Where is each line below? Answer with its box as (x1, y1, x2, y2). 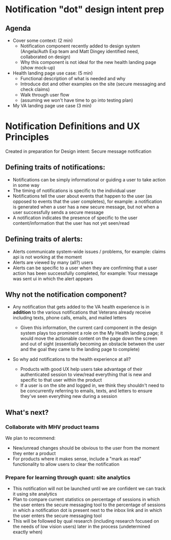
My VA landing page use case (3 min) (12, 103, 92, 108)
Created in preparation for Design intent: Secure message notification (5, 148, 152, 154)
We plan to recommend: (5, 435, 56, 441)
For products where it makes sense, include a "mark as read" (12, 456, 142, 462)
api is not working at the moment (12, 254, 82, 260)
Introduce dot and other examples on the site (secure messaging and (20, 81, 166, 87)
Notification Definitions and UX (5, 121, 140, 132)
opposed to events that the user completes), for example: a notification (12, 198, 162, 204)
